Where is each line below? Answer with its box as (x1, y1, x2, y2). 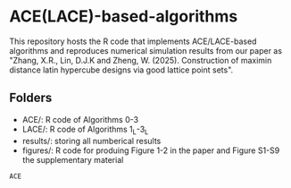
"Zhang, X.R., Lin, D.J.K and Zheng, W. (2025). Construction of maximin (9, 55, 272, 65)
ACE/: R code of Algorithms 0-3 (21, 114, 139, 124)
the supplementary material (21, 154, 124, 165)
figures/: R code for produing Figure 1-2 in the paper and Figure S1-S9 (21, 145, 280, 156)
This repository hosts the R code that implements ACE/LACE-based (9, 36, 257, 47)
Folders (9, 90, 53, 106)
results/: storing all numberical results (21, 135, 162, 146)
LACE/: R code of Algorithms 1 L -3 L (21, 124, 149, 136)
